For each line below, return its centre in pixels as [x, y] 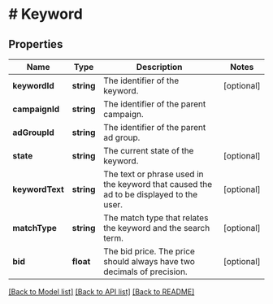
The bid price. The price [149, 251]
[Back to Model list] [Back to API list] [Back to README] [102, 292]
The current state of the [149, 151]
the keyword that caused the [158, 184]
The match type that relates [156, 218]
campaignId [36, 109]
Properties [36, 44]
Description [159, 67]
